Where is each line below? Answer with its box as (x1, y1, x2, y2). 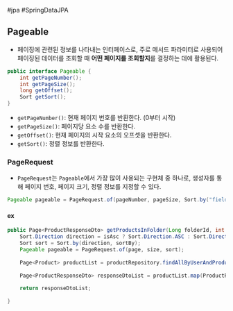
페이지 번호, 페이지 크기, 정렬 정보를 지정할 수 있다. (24, 183, 162, 191)
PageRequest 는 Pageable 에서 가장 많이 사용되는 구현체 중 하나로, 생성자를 (17, 174, 215, 183)
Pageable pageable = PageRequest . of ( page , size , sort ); (19, 246, 185, 253)
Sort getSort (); (19, 94, 67, 101)
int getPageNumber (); (19, 74, 82, 81)
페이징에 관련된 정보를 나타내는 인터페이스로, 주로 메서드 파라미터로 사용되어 (17, 45, 223, 53)
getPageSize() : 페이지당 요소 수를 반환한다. (17, 122, 136, 131)
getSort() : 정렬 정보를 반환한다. (17, 140, 105, 148)
